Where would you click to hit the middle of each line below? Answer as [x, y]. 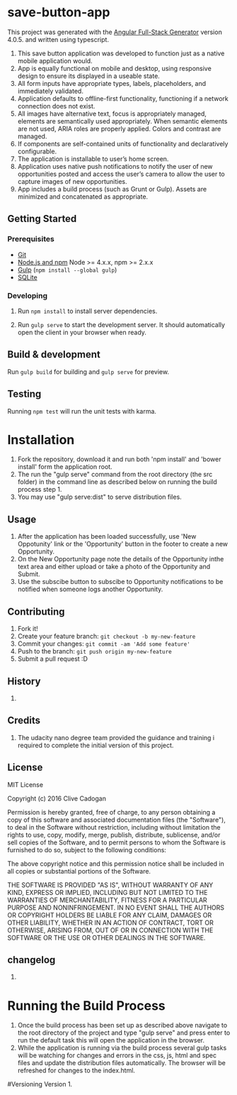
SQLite [27, 277]
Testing [24, 394]
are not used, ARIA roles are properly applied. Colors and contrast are [119, 128]
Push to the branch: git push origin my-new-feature [94, 651]
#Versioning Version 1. [40, 1084]
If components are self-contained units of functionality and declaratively [123, 143]
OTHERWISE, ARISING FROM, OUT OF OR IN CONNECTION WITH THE [110, 930]
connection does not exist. [56, 106]
